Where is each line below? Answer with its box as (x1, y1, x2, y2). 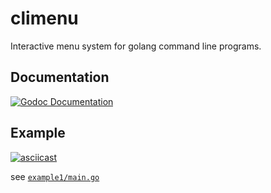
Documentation (10, 69, 110, 86)
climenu (10, 7, 79, 30)
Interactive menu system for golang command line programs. (10, 40, 262, 52)
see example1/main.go (10, 170, 100, 182)
